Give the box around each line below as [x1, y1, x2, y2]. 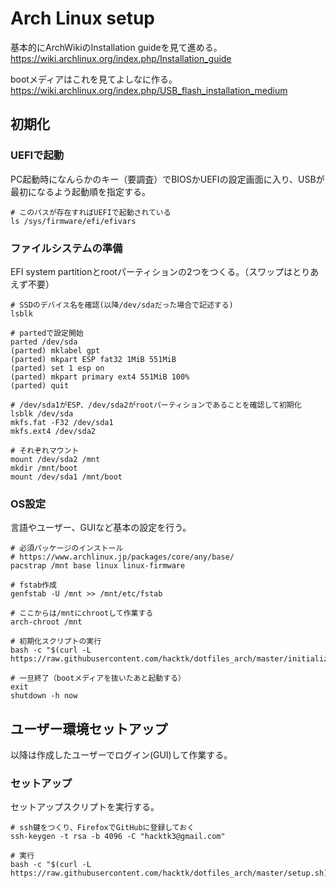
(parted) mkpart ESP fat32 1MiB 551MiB [10, 354, 177, 364]
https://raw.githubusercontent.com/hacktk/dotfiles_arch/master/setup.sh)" [10, 868, 333, 879]
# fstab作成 [10, 580, 57, 591]
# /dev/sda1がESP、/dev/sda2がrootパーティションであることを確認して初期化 [10, 400, 302, 410]
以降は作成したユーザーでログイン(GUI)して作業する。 [10, 749, 233, 761]
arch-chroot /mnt [10, 617, 83, 627]
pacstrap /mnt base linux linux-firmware [10, 561, 186, 571]
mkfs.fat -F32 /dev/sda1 [10, 417, 114, 427]
